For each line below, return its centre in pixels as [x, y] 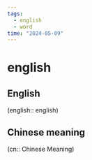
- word [23, 27]
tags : [15, 14]
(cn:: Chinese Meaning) [41, 149]
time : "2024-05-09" [36, 33]
